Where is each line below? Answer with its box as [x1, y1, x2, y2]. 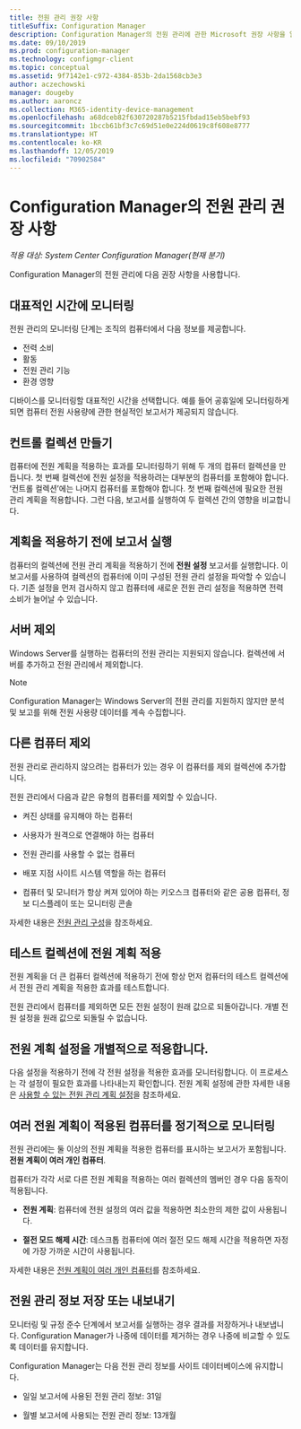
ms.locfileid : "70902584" [9, 154, 106, 164]
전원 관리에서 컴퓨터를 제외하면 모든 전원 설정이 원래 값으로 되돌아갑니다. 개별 [9, 1001, 279, 1012]
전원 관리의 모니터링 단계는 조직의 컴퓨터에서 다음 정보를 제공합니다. [9, 324, 246, 335]
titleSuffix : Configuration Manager [9, 22, 146, 30]
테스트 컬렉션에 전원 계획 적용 [9, 945, 162, 961]
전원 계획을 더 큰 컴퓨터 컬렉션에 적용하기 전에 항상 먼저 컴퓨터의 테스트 [9, 971, 258, 982]
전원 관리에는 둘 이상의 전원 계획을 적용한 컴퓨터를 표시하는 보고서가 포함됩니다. [9, 1143, 287, 1154]
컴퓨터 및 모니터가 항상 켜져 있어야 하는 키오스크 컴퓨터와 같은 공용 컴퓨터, [21, 886, 280, 897]
